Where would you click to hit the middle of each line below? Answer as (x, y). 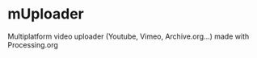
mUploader (46, 14)
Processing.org (33, 44)
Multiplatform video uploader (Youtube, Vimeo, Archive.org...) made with (128, 36)
